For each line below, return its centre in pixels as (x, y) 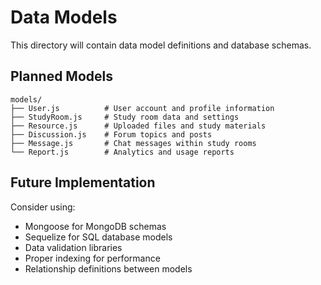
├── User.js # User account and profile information (142, 108)
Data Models (64, 17)
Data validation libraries (73, 247)
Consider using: (43, 207)
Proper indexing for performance (92, 258)
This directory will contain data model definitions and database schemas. (161, 45)
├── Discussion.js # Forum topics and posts (111, 134)
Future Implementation (83, 182)
